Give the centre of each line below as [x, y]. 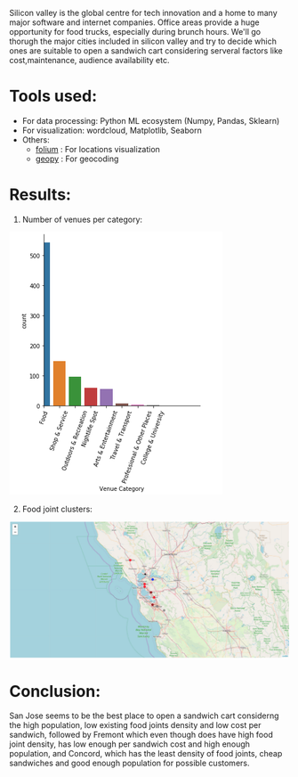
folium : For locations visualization [97, 149]
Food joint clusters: [57, 509]
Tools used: [53, 96]
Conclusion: [55, 691]
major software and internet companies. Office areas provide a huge [134, 22]
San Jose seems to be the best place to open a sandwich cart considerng [144, 716]
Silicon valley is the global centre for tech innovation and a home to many [143, 13]
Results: [40, 195]
